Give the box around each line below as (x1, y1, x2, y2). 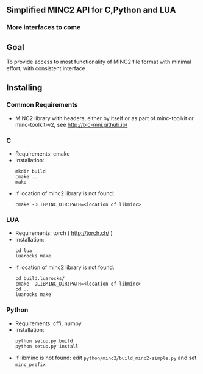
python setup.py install (15, 343, 79, 350)
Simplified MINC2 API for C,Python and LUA (6, 5, 176, 15)
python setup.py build (15, 338, 73, 344)
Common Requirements (6, 101, 78, 109)
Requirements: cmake (15, 150, 70, 157)
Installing (6, 82, 43, 93)
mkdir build (15, 168, 46, 174)
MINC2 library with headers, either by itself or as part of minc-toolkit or (15, 114, 194, 121)
